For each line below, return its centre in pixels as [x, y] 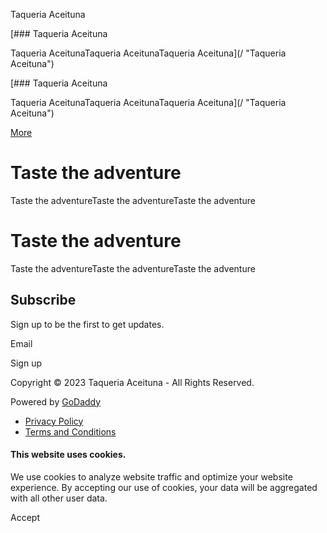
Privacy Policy [54, 421]
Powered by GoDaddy [56, 401]
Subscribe [43, 300]
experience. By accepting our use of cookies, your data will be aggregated [164, 487]
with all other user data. [59, 498]
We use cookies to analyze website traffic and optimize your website [151, 476]
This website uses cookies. [68, 455]
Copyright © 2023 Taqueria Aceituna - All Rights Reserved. [132, 382]
